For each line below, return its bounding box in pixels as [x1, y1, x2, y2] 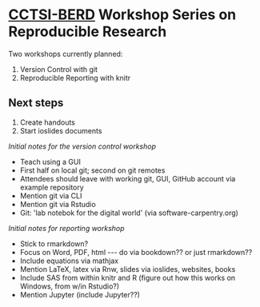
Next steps [8, 96, 64, 110]
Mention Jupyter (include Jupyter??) [19, 289, 140, 299]
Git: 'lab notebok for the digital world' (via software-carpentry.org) [19, 208, 238, 217]
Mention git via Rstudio [19, 199, 96, 209]
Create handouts [19, 118, 76, 127]
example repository [19, 182, 84, 192]
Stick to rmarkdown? [19, 238, 89, 249]
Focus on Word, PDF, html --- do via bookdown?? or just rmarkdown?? [19, 247, 253, 257]
